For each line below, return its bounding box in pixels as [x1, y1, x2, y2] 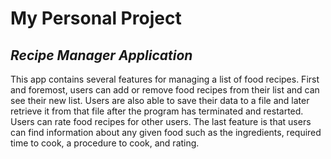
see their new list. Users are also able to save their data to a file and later [10, 95, 310, 106]
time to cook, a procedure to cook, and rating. [10, 137, 200, 149]
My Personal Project [10, 7, 182, 30]
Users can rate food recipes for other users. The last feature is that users [10, 116, 312, 127]
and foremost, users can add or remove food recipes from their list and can [10, 84, 320, 96]
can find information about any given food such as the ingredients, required [10, 127, 322, 138]
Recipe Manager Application [10, 47, 193, 64]
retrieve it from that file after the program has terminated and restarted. [10, 105, 304, 117]
